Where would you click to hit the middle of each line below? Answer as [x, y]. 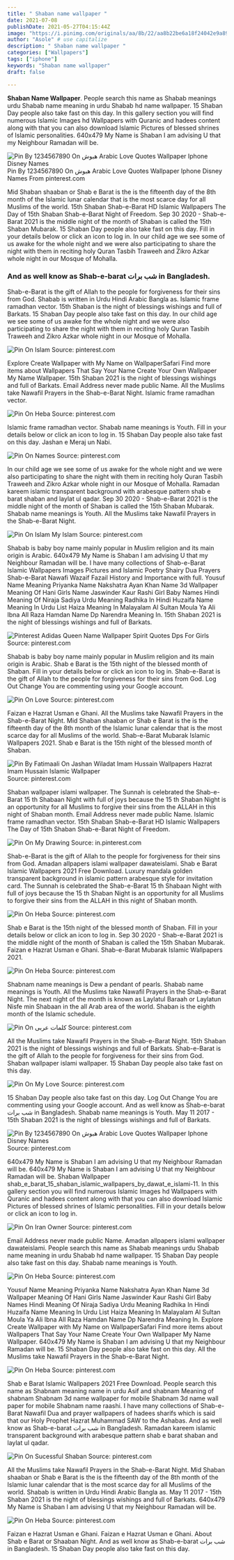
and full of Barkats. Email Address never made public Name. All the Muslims [116, 385]
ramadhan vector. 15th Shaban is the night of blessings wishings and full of [115, 306]
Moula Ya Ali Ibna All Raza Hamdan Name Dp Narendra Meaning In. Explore [115, 1319]
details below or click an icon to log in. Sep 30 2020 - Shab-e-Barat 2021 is [115, 934]
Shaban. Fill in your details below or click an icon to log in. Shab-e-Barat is [114, 671]
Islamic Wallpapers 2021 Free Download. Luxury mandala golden [100, 871]
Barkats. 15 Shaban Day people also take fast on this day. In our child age [112, 314]
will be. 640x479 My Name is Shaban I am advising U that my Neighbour [111, 1169]
